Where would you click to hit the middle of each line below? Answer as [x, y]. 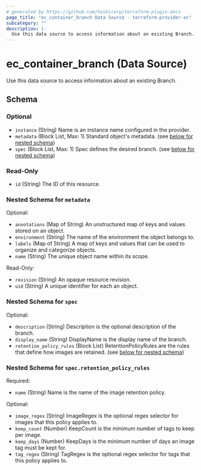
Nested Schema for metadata [48, 199]
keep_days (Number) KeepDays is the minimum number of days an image [105, 441]
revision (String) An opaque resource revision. [73, 280]
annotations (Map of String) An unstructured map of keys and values [100, 224]
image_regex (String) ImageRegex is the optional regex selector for [97, 415]
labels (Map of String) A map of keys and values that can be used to [100, 244]
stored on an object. [40, 231]
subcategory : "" [26, 23]
